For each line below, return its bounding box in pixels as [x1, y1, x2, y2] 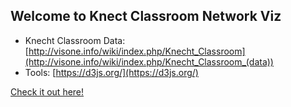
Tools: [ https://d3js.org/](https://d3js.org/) [24, 66, 199, 78]
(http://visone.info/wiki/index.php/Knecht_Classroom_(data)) [24, 55, 274, 68]
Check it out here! [10, 85, 85, 98]
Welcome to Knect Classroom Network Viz [10, 8, 282, 25]
